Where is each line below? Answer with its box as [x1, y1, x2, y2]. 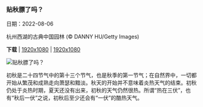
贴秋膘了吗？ [6, 5, 44, 13]
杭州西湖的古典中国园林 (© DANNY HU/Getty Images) [6, 33, 140, 41]
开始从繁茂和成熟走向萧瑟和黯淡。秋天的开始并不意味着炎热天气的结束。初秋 [6, 79, 197, 86]
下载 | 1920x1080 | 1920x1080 [6, 46, 80, 53]
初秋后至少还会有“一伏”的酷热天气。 [53, 94, 143, 102]
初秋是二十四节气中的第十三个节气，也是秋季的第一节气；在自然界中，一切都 [6, 71, 197, 79]
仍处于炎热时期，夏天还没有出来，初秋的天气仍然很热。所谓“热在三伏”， [6, 86, 186, 94]
